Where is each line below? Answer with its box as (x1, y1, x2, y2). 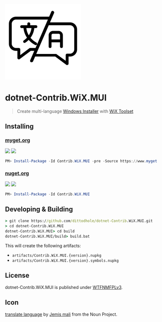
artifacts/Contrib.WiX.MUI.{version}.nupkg (12, 253, 102, 258)
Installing (5, 122, 34, 131)
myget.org (5, 137, 31, 144)
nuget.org (5, 170, 29, 177)
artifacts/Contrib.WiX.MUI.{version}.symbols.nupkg (12, 258, 119, 263)
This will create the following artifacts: (5, 242, 81, 249)
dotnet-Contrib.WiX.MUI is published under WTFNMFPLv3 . (5, 284, 123, 290)
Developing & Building (5, 205, 73, 214)
